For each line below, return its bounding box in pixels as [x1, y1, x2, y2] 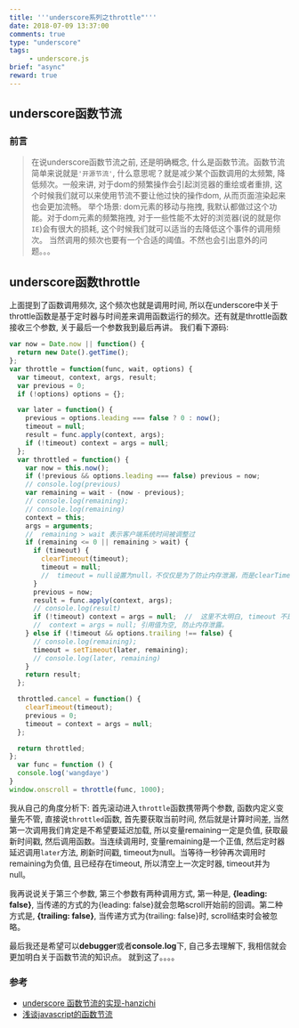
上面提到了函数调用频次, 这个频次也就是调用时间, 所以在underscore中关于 [9, 300, 279, 311]
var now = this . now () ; [25, 464, 109, 473]
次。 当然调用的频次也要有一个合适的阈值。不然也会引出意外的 [30, 235, 260, 246]
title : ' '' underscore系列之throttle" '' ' [9, 12, 158, 22]
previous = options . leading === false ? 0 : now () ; [25, 414, 221, 423]
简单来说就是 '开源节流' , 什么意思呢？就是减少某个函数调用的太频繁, [30, 168, 276, 179]
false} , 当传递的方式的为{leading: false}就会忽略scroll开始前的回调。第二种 [9, 899, 283, 910]
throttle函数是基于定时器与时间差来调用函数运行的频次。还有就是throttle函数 [9, 311, 288, 321]
